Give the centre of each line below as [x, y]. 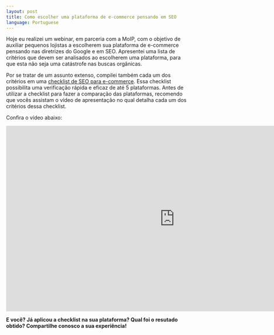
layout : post [22, 11]
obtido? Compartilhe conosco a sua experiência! [66, 326]
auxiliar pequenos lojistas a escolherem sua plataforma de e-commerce [93, 45]
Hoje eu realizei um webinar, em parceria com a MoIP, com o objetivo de [93, 39]
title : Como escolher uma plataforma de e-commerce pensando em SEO [91, 17]
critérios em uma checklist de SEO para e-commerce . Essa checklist [89, 81]
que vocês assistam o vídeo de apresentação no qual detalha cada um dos [96, 100]
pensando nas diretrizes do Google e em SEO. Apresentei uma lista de [91, 52]
